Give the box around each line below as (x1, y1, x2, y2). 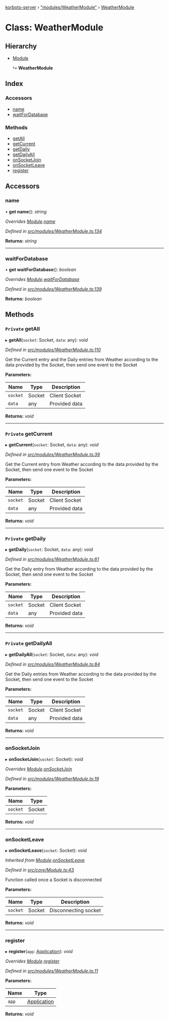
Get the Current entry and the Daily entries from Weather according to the (5, 356, 158, 362)
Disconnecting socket (49, 907, 101, 914)
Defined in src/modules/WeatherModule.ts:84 (5, 661, 101, 667)
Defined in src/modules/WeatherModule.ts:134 (5, 228, 102, 234)
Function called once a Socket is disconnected (5, 877, 102, 883)
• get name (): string (5, 208, 47, 214)
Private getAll (5, 326, 40, 333)
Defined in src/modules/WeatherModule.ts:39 (5, 451, 100, 457)
